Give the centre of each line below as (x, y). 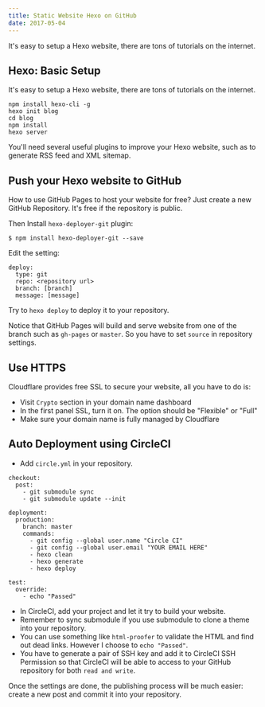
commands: (39, 533)
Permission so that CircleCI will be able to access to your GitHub (125, 662)
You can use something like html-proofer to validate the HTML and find (137, 636)
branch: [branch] (44, 289)
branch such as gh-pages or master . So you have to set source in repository (131, 334)
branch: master (48, 526)
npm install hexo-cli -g (49, 104)
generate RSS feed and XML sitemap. (70, 155)
